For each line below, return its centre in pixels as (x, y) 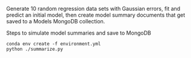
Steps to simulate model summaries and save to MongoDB (79, 33)
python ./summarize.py (35, 49)
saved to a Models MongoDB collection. (56, 21)
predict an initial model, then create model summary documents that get (96, 15)
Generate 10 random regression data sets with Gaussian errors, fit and (93, 9)
